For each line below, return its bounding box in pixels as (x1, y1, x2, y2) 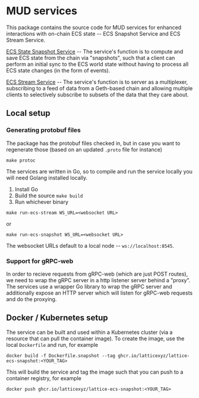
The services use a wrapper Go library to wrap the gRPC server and (6, 283, 172, 290)
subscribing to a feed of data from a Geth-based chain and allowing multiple (6, 84, 193, 91)
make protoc (6, 157, 36, 163)
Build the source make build (14, 192, 83, 199)
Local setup (6, 108, 50, 118)
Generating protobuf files (6, 126, 81, 134)
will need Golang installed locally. (6, 174, 88, 181)
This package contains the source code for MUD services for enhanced (6, 24, 182, 31)
